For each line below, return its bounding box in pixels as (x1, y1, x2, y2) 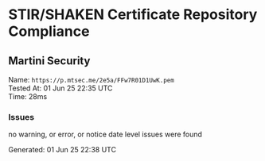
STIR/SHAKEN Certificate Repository (8, 6, 258, 24)
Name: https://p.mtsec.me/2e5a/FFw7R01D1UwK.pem (8, 75, 175, 84)
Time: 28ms (8, 92, 48, 101)
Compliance (8, 22, 90, 40)
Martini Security (8, 54, 91, 67)
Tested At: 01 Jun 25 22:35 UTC (8, 83, 113, 93)
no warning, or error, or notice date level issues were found (8, 129, 203, 140)
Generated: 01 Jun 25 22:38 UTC (8, 145, 117, 155)
